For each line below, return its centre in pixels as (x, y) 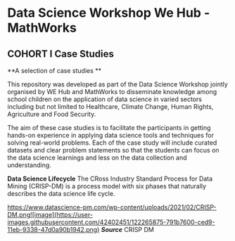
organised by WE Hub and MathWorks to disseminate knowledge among (112, 92)
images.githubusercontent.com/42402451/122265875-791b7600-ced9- (111, 222)
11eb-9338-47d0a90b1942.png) (53, 229)
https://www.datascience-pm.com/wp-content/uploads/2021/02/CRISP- (112, 207)
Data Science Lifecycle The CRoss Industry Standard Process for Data (110, 178)
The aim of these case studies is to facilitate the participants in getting (109, 128)
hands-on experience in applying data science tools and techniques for (111, 135)
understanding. (29, 165)
